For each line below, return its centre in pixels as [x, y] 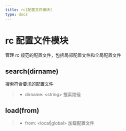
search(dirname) [32, 71]
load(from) [22, 110]
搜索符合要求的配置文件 [29, 84]
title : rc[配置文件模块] [29, 10]
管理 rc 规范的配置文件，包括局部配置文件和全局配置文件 [63, 55]
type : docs [16, 14]
